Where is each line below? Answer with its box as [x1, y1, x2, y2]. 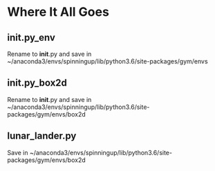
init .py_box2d [7, 77, 68, 89]
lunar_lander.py [7, 130, 77, 142]
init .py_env [7, 32, 55, 43]
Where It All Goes [7, 4, 109, 20]
